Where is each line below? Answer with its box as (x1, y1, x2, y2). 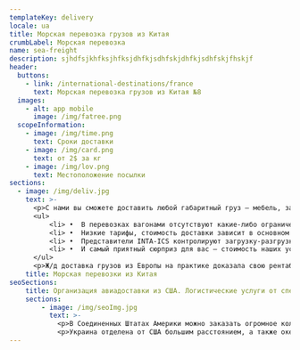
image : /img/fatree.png (32, 112, 122, 121)
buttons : (17, 71, 50, 80)
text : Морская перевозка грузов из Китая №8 (32, 87, 202, 96)
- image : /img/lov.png (25, 162, 110, 171)
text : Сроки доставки (32, 137, 114, 146)
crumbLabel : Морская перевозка (9, 37, 126, 47)
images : (17, 95, 46, 105)
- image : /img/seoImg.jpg (41, 303, 138, 312)
